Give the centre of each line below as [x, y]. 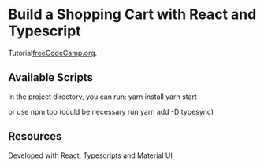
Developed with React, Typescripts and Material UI [91, 155]
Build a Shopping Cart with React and [132, 15]
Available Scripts [50, 77]
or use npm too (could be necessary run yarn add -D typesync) [111, 111]
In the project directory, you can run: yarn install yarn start [102, 97]
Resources [35, 136]
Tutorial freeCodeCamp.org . [53, 53]
